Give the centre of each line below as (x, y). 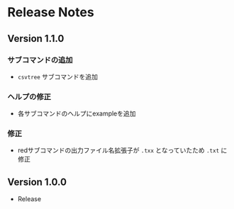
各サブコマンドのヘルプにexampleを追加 (77, 113)
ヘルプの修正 (29, 96)
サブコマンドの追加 (40, 60)
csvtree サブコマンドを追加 (57, 77)
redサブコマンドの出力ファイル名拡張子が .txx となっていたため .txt (118, 150)
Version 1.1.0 (36, 39)
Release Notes (51, 12)
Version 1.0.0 (37, 182)
